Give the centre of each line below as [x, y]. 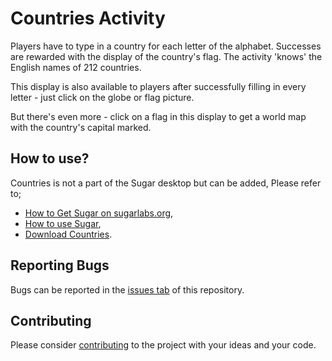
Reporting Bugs [60, 265]
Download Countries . [68, 234]
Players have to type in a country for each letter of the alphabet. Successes [166, 46]
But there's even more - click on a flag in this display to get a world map [158, 116]
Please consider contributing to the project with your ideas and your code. [163, 345]
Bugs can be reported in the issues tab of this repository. [127, 289]
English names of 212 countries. [76, 67]
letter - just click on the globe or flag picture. [102, 97]
